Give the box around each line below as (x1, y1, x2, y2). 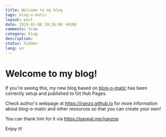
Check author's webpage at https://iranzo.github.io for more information (5, 100, 158, 106)
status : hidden (5, 41, 38, 46)
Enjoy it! (5, 125, 23, 131)
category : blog (5, 31, 38, 36)
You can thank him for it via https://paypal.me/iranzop (5, 115, 119, 122)
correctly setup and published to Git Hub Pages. (5, 90, 107, 96)
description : (5, 36, 33, 42)
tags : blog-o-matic (5, 12, 47, 17)
